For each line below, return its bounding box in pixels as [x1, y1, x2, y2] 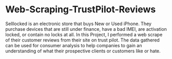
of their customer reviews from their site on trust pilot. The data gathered [5, 37, 160, 43]
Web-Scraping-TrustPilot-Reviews [5, 4, 156, 15]
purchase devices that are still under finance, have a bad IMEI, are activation [5, 26, 167, 32]
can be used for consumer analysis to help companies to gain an [5, 42, 142, 48]
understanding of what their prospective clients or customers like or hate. [5, 48, 161, 54]
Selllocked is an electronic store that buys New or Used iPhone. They [5, 21, 151, 27]
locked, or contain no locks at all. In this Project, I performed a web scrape [5, 31, 163, 37]
